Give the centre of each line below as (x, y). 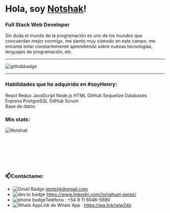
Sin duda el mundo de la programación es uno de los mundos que (74, 35)
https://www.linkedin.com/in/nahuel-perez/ (91, 194)
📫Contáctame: (25, 176)
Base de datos (20, 106)
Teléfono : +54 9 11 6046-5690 (78, 200)
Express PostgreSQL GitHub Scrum (42, 101)
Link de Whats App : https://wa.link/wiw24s (86, 205)
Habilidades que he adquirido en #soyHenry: (61, 84)
